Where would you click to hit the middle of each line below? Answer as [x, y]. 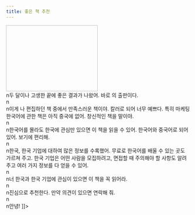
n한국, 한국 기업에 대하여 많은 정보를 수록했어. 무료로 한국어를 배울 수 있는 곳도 [96, 150]
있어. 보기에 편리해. [28, 137]
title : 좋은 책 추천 [28, 11]
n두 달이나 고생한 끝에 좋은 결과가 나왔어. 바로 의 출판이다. [72, 95]
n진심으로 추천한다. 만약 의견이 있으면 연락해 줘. [61, 192]
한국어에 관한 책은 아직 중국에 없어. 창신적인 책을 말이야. [70, 116]
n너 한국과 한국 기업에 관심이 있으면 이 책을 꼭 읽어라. [67, 179]
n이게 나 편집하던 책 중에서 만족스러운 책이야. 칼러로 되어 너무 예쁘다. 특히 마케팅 [98, 109]
